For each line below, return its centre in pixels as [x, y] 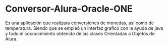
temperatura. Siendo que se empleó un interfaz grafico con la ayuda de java [84, 28]
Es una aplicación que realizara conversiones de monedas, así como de [80, 23]
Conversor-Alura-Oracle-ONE [69, 9]
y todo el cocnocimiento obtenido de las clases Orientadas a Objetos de [80, 33]
